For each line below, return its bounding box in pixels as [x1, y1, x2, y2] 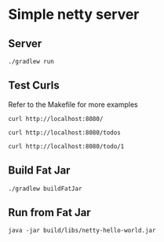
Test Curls [8, 79, 60, 92]
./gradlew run [8, 57, 55, 65]
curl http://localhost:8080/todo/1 [8, 142, 125, 150]
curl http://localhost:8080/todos [8, 128, 122, 137]
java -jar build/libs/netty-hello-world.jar [8, 226, 156, 235]
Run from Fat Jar [8, 206, 92, 219]
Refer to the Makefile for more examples [8, 100, 139, 109]
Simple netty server [8, 5, 140, 24]
